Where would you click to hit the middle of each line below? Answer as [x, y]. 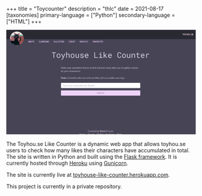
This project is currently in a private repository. [64, 186]
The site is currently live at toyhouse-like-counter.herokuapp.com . [88, 174]
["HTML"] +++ [24, 21]
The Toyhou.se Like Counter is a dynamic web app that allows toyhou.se [96, 144]
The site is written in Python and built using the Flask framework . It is [92, 156]
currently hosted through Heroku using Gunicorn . [67, 163]
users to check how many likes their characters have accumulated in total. [98, 150]
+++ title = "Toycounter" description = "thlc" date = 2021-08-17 [85, 9]
